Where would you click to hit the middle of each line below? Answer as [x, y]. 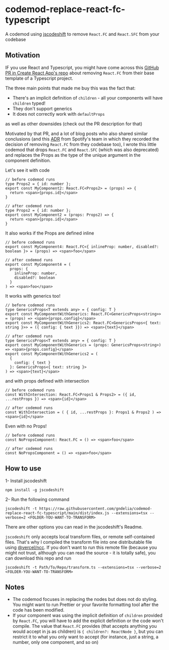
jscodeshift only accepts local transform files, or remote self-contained [80, 536]
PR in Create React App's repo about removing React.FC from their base [80, 73]
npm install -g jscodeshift [35, 490]
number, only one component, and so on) [55, 642]
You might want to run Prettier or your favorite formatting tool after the [86, 605]
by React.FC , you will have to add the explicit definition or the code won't [88, 621]
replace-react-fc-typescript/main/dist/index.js [57, 513]
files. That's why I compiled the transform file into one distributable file [79, 542]
